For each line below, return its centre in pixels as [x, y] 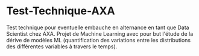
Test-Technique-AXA [61, 11]
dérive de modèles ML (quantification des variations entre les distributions [99, 40]
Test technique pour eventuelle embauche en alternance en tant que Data [98, 27]
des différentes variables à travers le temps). [62, 46]
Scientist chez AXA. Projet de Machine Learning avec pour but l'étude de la [100, 33]
